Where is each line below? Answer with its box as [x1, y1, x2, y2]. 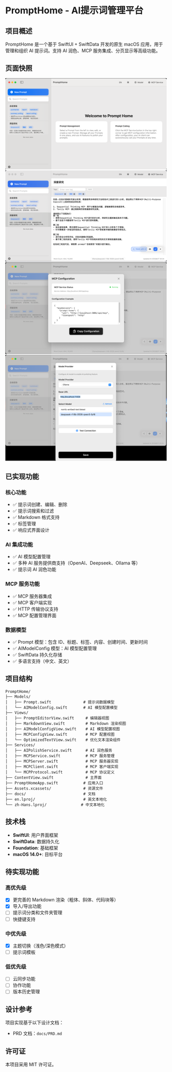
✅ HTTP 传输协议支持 [12, 606, 58, 612]
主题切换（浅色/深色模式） [12, 943, 69, 949]
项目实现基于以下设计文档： [5, 1019, 64, 1026]
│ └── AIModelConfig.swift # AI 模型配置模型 [5, 705, 118, 710]
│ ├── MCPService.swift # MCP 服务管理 [5, 753, 115, 758]
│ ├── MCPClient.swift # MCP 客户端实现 [5, 764, 119, 769]
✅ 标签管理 [12, 520, 36, 527]
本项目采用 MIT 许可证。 [5, 1061, 57, 1067]
